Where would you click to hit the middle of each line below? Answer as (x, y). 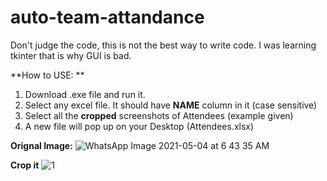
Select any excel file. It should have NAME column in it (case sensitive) (171, 105)
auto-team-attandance (107, 17)
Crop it (25, 165)
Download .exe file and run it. (85, 94)
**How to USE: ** (47, 75)
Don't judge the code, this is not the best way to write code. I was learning (163, 45)
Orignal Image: (41, 145)
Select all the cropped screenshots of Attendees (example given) (159, 115)
